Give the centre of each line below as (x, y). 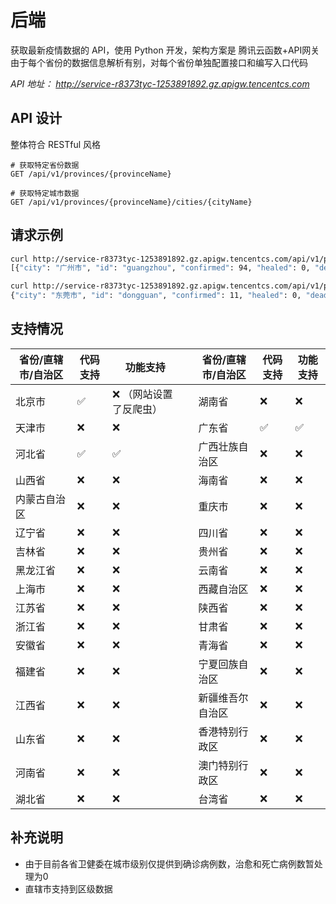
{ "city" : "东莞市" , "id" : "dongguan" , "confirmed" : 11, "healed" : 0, (156, 296)
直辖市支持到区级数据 (68, 888)
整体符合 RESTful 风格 (56, 144)
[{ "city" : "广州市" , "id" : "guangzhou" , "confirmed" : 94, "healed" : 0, (160, 268)
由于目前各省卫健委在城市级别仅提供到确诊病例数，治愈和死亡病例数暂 (169, 863)
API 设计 (36, 118)
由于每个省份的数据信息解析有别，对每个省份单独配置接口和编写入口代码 (159, 62)
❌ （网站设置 (142, 394)
